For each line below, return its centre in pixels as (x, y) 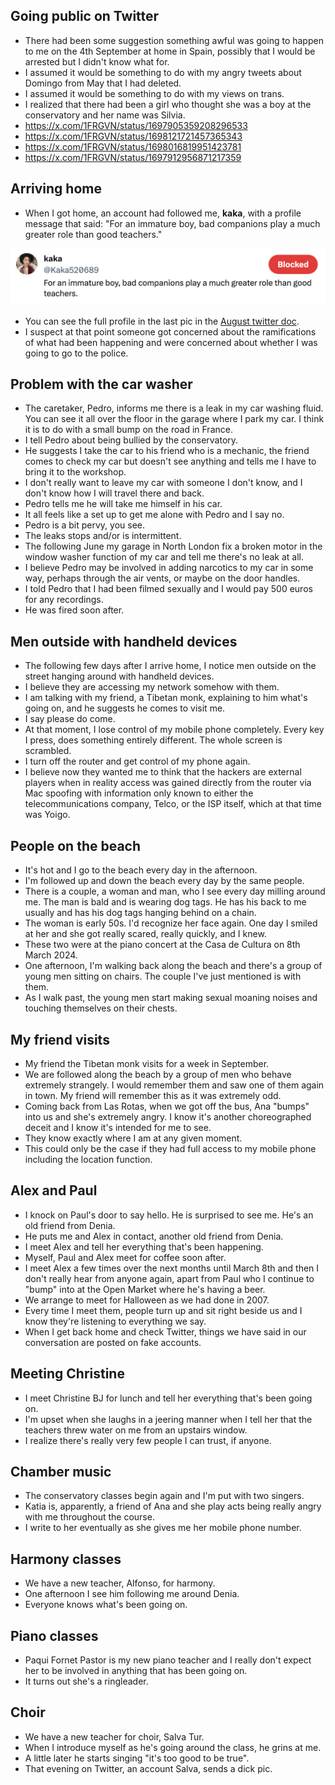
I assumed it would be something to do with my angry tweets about (163, 72)
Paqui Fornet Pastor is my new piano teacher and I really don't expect (168, 1660)
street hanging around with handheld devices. (119, 676)
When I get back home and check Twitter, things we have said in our (165, 1331)
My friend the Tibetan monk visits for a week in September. (147, 1063)
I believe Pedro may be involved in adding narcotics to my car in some (169, 568)
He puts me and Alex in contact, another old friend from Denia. (154, 1236)
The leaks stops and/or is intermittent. (103, 536)
